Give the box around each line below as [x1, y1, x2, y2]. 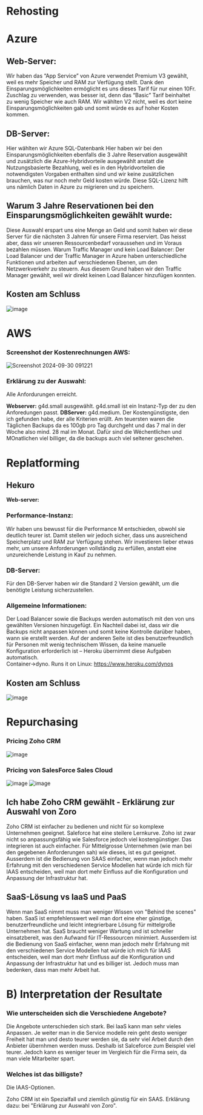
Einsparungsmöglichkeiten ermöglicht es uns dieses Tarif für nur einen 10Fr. [6, 85, 196, 92]
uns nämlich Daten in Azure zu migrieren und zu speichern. [6, 183, 155, 190]
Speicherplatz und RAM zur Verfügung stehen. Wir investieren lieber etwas [6, 538, 194, 545]
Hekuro [6, 480, 35, 490]
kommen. [6, 111, 30, 118]
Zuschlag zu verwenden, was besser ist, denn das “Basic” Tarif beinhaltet [6, 92, 190, 99]
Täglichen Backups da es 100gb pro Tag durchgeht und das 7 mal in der [6, 422, 186, 429]
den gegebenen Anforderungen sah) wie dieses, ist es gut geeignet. [6, 848, 177, 856]
